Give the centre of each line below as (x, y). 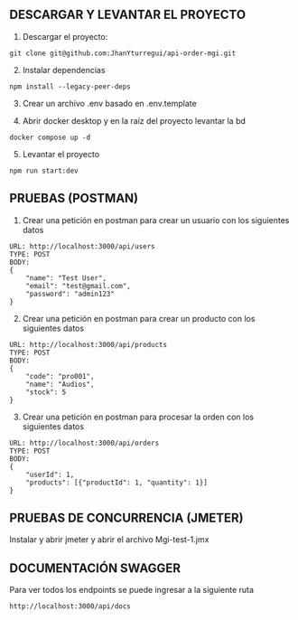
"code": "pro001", (60, 376)
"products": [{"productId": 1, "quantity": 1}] (116, 483)
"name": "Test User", (66, 278)
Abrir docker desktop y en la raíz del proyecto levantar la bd (134, 120)
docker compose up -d (50, 137)
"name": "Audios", (60, 384)
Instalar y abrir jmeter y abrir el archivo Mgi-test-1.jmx (109, 540)
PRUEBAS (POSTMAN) (74, 198)
